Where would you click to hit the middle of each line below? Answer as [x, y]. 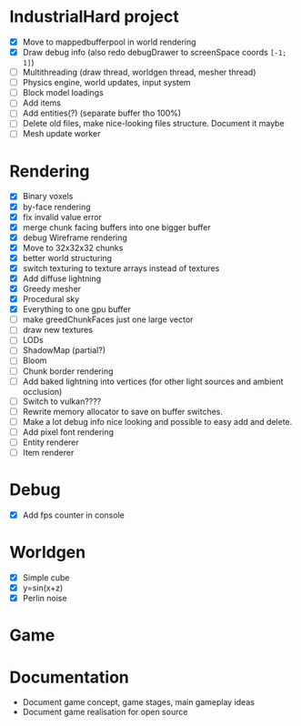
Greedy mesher [52, 289]
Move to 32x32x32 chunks [73, 247]
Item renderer [48, 452]
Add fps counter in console [73, 515]
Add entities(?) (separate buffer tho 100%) [102, 113]
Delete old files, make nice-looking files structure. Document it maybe [153, 124]
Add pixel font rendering [68, 432]
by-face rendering [56, 207]
